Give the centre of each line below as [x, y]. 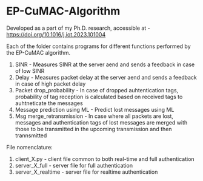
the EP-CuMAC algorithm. [38, 52]
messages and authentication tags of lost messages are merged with [101, 122]
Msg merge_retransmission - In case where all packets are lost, [94, 116]
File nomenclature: [29, 147]
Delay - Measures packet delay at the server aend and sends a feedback [106, 77]
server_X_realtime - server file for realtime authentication [86, 172]
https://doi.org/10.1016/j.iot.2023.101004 [56, 34]
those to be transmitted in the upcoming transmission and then [93, 129]
